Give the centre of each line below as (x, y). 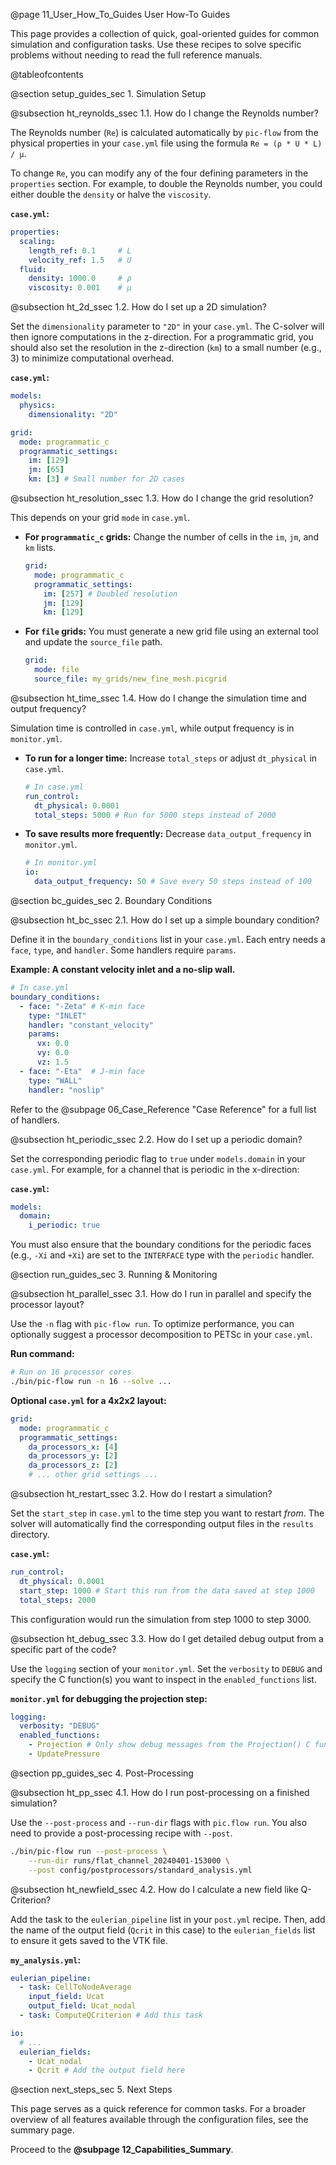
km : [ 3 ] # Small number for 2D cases (107, 479)
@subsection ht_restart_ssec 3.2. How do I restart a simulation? (141, 1493)
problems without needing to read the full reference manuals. (136, 55)
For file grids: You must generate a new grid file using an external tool (171, 631)
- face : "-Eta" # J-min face (82, 1071)
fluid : (33, 269)
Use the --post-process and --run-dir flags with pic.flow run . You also (159, 1822)
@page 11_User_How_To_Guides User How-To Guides (120, 14)
